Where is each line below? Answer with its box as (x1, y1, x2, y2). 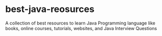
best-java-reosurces (5, 3, 95, 15)
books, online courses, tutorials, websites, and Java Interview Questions (5, 25, 157, 31)
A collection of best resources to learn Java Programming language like (5, 20, 155, 26)
